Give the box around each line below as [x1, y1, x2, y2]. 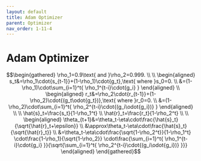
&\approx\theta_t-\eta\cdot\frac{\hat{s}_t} [85, 123, 187, 130]
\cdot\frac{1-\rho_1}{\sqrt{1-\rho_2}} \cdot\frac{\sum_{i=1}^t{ [14, 135, 164, 142]
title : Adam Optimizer [6, 14, 63, 20]
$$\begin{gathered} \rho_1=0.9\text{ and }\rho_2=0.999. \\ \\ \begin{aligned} [6, 71, 196, 79]
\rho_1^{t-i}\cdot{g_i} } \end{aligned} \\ [85, 84, 180, 91]
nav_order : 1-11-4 [6, 25, 52, 32]
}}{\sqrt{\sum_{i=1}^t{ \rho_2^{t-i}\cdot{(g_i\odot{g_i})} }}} [43, 142, 188, 149]
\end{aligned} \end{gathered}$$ [61, 148, 141, 155]
